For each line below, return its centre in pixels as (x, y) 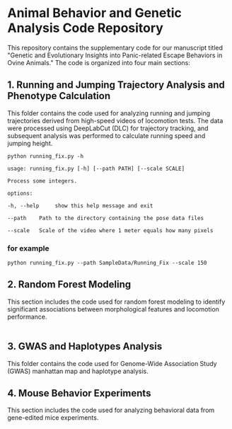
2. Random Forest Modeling (69, 285)
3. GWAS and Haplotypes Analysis (85, 347)
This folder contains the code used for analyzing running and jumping (109, 113)
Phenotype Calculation (59, 96)
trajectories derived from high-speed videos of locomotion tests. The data (115, 120)
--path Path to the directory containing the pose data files (105, 218)
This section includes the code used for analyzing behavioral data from (111, 410)
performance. (27, 316)
